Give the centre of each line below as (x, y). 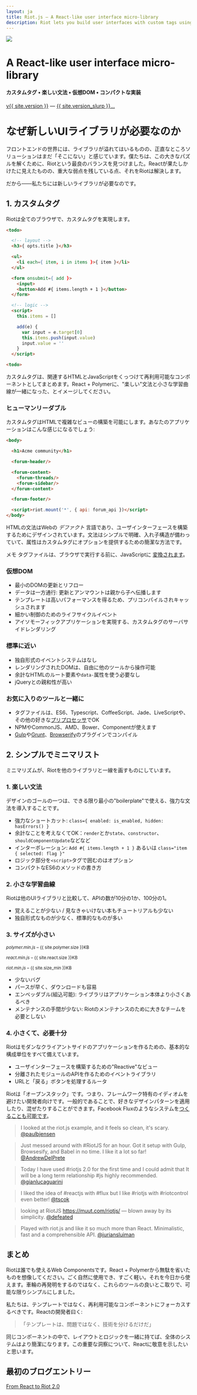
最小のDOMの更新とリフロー (49, 585)
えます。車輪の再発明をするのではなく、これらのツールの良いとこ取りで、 (96, 1284)
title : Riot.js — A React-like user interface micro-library (82, 17)
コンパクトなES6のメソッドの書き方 (58, 868)
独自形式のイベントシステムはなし (56, 660)
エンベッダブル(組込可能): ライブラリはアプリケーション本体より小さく (100, 994)
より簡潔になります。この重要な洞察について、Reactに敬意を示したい (105, 1344)
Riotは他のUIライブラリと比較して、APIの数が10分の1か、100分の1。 (88, 898)
